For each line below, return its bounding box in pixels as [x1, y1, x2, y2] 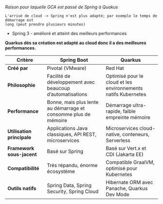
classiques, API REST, [47, 131, 97, 137]
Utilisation [7, 128, 32, 135]
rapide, [106, 108, 122, 115]
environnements [106, 85, 143, 91]
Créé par [7, 65, 28, 71]
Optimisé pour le [106, 73, 144, 79]
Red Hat [106, 65, 124, 71]
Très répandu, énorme [47, 162, 98, 169]
